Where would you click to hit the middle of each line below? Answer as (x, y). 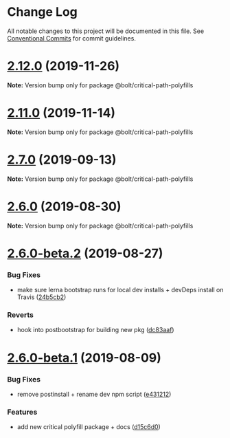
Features (22, 412)
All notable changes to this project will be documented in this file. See (106, 31)
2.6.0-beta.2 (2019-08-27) (85, 253)
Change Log (42, 12)
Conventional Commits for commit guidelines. (71, 38)
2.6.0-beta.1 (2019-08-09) (84, 358)
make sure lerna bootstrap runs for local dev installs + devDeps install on (120, 290)
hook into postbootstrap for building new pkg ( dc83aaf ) (95, 330)
